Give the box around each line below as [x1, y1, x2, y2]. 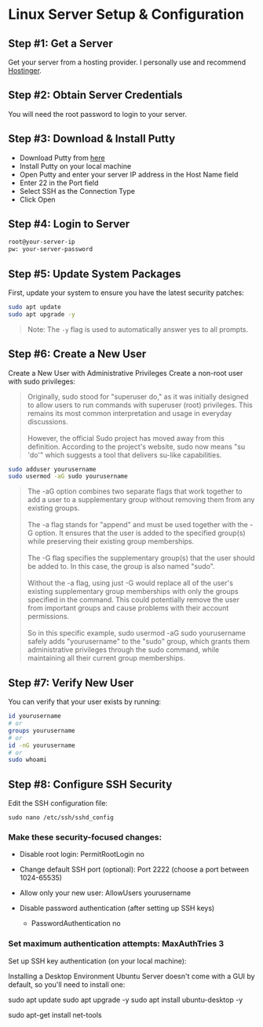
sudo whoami [8, 756, 47, 764]
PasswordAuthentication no [31, 919, 121, 928]
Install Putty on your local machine [19, 161, 132, 170]
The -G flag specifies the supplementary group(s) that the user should [27, 553, 255, 563]
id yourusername [8, 712, 61, 720]
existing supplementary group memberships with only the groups [27, 587, 239, 596]
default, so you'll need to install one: [8, 979, 126, 989]
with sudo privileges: [8, 377, 76, 386]
